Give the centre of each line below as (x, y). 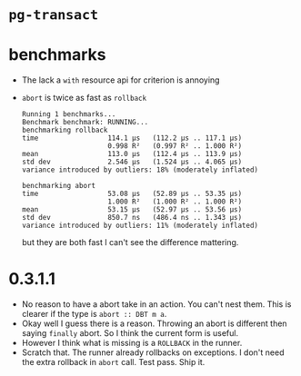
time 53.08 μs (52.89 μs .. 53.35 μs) (132, 194)
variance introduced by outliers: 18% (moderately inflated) (140, 170)
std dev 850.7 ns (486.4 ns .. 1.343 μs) (132, 218)
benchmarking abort (59, 186)
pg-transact (54, 15)
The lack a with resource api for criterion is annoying (120, 80)
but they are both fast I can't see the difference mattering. (130, 242)
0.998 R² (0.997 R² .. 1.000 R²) (175, 146)
